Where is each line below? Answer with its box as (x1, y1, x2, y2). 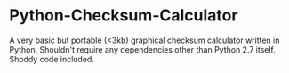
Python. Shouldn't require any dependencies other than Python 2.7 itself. (9, 44, 276, 54)
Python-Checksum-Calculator (9, 5, 238, 26)
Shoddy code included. (9, 53, 95, 64)
